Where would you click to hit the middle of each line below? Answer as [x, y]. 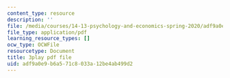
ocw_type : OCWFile [33, 45]
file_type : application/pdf [47, 32]
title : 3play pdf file [39, 58]
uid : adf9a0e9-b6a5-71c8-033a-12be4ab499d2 [70, 64]
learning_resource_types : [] [49, 39]
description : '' [30, 20]
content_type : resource [41, 13]
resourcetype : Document [41, 52]
